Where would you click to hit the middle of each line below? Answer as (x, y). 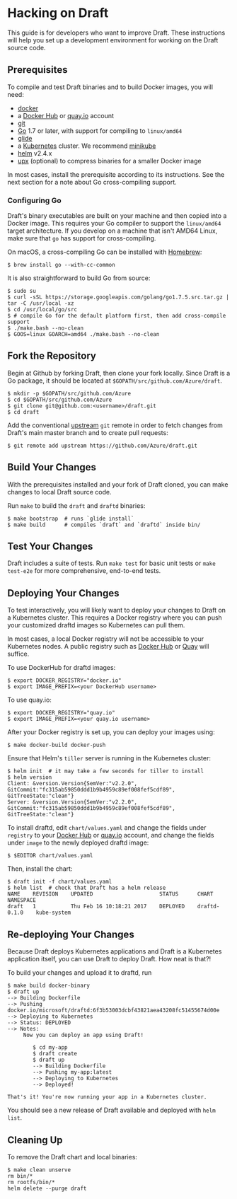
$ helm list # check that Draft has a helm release (87, 888)
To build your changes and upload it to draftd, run (80, 973)
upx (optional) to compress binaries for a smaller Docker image (109, 161)
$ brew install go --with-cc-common (61, 265)
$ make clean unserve (39, 1170)
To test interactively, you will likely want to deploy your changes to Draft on (117, 610)
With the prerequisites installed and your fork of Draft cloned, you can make (118, 484)
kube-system (53, 913)
